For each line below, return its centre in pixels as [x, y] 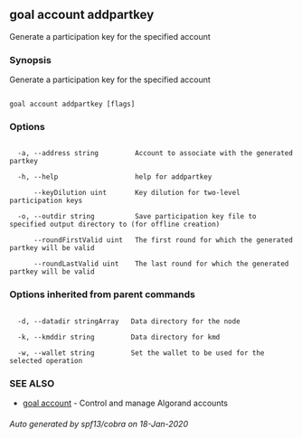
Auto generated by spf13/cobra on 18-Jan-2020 [99, 424]
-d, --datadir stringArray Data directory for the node [129, 321]
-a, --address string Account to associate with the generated [156, 154]
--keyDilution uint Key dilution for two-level [137, 193]
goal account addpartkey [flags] [72, 104]
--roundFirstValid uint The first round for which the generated [163, 240]
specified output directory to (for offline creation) [115, 225]
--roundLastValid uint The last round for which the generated [161, 264]
